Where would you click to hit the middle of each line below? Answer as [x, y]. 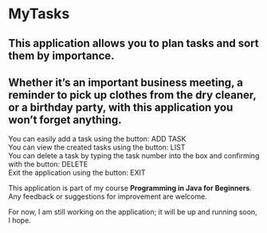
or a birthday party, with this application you [121, 107]
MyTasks [39, 14]
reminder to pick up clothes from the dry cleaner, [132, 95]
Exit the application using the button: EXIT [77, 173]
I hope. [20, 220]
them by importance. [61, 55]
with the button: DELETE [48, 165]
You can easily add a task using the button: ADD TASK [97, 139]
